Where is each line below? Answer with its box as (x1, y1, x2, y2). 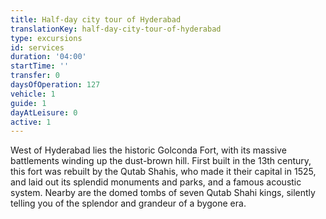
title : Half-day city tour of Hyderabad (10, 14, 182, 25)
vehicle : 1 (10, 89, 56, 99)
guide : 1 (10, 98, 47, 108)
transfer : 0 (10, 71, 60, 81)
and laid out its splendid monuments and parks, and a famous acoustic (10, 176, 302, 188)
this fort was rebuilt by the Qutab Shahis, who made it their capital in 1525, (10, 166, 317, 178)
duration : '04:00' (10, 52, 87, 62)
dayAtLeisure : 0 (10, 107, 78, 118)
